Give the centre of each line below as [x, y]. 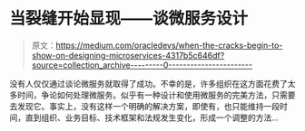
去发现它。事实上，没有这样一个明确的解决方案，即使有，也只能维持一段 [144, 106]
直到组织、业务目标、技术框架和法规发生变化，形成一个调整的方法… [152, 117]
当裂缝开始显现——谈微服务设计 [129, 19]
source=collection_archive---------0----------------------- [142, 65]
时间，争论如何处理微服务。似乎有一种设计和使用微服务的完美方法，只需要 [156, 95]
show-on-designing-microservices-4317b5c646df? [128, 55]
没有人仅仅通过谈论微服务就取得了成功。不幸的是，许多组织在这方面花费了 [148, 83]
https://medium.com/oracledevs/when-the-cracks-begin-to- [169, 45]
